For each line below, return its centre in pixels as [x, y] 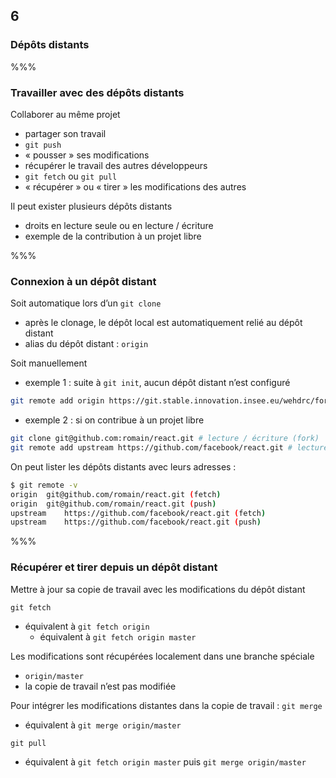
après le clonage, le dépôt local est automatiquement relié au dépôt [163, 323]
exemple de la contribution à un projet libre [113, 236]
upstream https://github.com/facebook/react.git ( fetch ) [138, 513]
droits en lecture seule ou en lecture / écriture [119, 225]
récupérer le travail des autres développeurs [116, 165]
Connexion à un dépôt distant [83, 281]
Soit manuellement [49, 363]
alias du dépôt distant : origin [86, 344]
